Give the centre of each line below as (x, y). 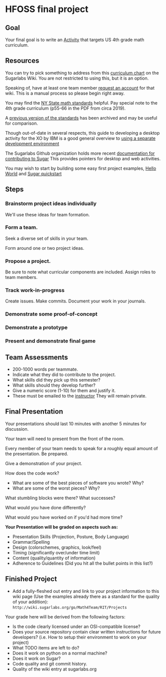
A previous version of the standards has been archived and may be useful (81, 118)
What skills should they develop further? (54, 385)
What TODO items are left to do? (46, 647)
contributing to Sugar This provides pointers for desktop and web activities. (83, 158)
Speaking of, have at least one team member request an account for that (80, 88)
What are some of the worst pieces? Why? (56, 488)
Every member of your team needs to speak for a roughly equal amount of (82, 448)
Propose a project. (28, 261)
